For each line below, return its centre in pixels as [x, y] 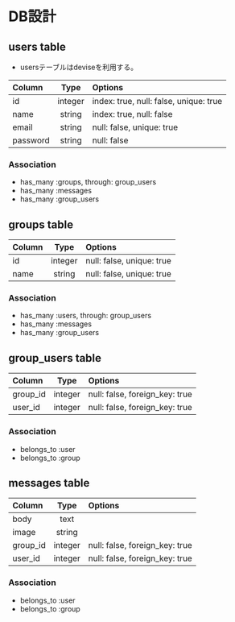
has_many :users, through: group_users [85, 316]
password [31, 140]
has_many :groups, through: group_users [88, 182]
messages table [49, 483]
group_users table [55, 358]
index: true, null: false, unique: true [157, 101]
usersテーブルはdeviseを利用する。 [79, 67]
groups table [41, 224]
